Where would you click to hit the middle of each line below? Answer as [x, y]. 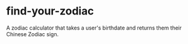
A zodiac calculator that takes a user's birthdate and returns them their [94, 28]
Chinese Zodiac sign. [33, 34]
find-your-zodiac [50, 11]
